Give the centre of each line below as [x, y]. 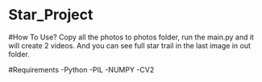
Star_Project [51, 15]
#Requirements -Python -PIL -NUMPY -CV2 [81, 69]
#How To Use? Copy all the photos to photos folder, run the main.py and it [131, 37]
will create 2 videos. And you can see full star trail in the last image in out [130, 45]
